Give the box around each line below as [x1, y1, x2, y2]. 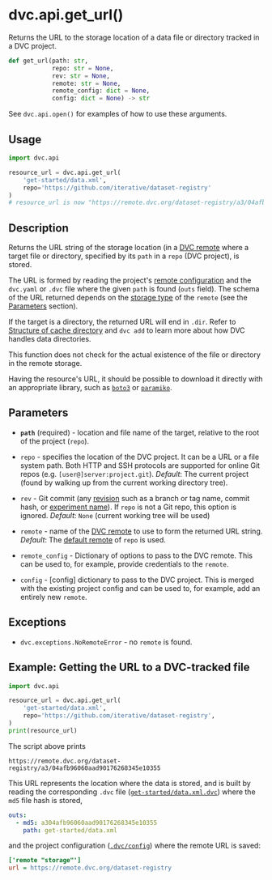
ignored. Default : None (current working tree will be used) [19, 510, 210, 520]
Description [8, 221, 69, 235]
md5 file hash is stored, [8, 795, 83, 805]
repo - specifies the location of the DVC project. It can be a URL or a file [19, 452, 260, 461]
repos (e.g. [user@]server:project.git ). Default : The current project [19, 469, 249, 478]
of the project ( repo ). [19, 436, 90, 446]
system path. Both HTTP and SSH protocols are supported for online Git [19, 460, 261, 470]
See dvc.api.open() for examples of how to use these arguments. [8, 109, 227, 119]
